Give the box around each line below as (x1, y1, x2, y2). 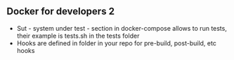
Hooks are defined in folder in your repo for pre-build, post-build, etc (16, 38, 217, 47)
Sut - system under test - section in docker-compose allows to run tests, (16, 24, 228, 32)
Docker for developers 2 (6, 6, 115, 17)
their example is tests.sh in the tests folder (16, 31, 140, 40)
